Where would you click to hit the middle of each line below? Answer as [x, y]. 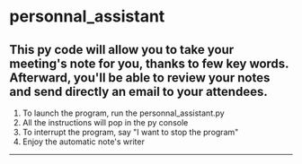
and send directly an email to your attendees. [138, 91]
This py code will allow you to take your [122, 50]
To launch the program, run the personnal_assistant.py [123, 113]
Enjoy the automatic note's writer [84, 142]
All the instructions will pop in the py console [105, 122]
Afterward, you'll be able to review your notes [140, 78]
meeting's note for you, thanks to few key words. [149, 63]
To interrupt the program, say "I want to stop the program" [130, 132]
